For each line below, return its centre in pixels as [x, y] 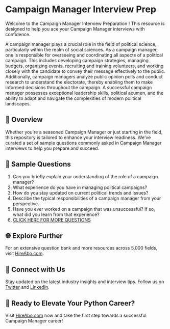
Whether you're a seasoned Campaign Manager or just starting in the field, [84, 132]
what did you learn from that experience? [56, 214]
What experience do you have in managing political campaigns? [80, 187]
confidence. [18, 34]
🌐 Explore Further [34, 236]
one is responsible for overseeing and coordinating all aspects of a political [84, 55]
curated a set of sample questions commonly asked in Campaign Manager [83, 143]
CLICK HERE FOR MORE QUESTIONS [52, 220]
